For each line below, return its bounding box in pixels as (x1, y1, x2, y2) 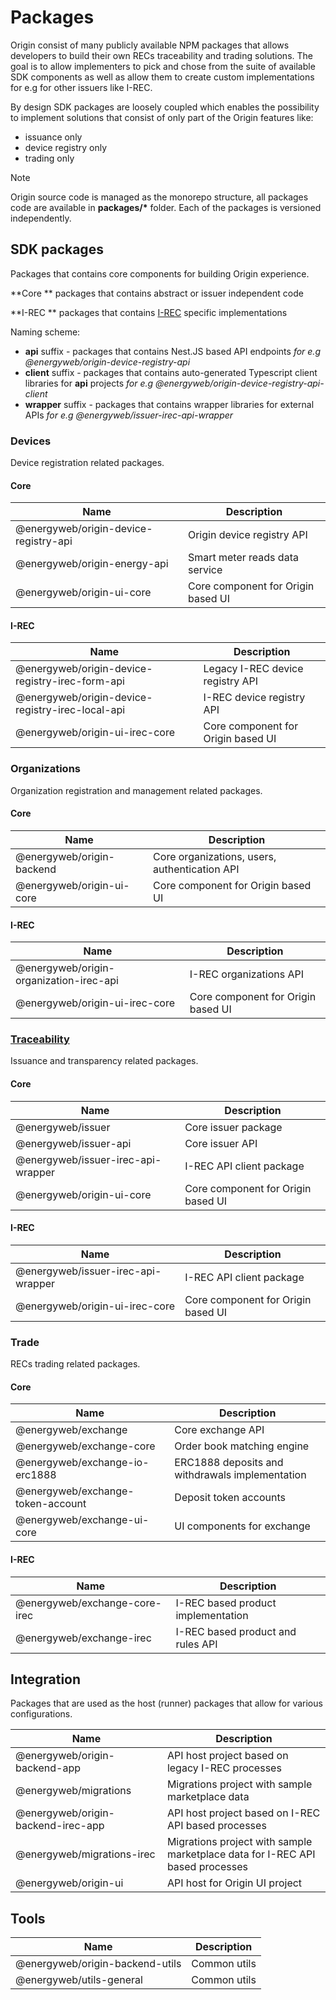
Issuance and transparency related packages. (10, 1055, 199, 1067)
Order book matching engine (174, 1439, 310, 1453)
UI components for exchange (174, 1519, 311, 1533)
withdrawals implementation (174, 1468, 307, 1482)
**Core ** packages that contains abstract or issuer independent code (10, 287, 304, 299)
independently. (10, 212, 72, 224)
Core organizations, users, (153, 849, 277, 863)
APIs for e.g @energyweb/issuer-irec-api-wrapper (24, 409, 234, 421)
